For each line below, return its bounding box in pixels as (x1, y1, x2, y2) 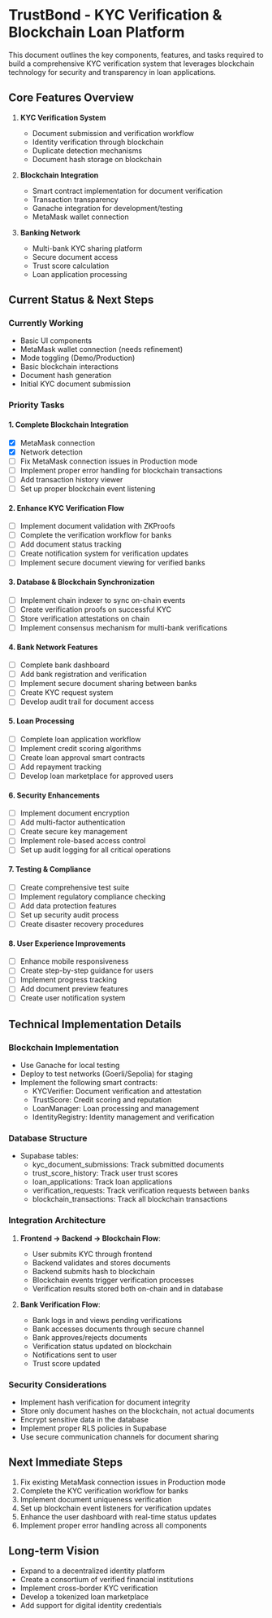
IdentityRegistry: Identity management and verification (32, 1112, 215, 1122)
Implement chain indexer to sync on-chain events (19, 595, 186, 605)
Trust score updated (32, 1358, 101, 1368)
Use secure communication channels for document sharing (19, 1432, 219, 1442)
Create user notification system (19, 993, 126, 1003)
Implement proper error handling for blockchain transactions (19, 465, 223, 475)
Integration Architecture (8, 1215, 106, 1226)
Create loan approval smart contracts (19, 752, 145, 763)
